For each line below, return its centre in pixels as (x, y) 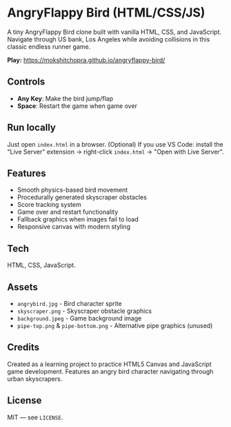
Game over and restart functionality (68, 212)
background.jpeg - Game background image (79, 318)
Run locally (32, 128)
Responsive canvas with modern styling (74, 227)
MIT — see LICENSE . (35, 417)
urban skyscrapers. (35, 379)
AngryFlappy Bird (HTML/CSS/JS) (106, 13)
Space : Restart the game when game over (77, 106)
